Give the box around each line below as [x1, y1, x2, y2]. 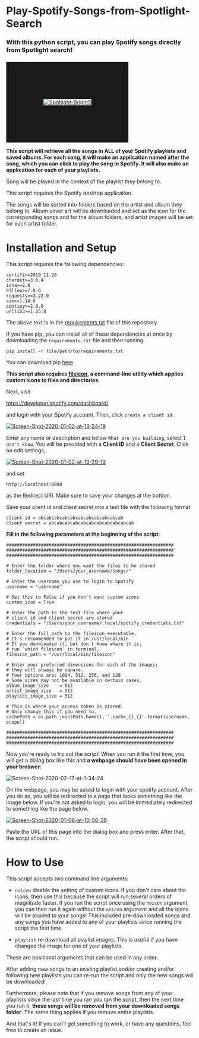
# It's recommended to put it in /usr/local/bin [6, 636, 129, 642]
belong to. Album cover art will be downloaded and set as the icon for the [6, 207, 186, 215]
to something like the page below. [6, 805, 89, 812]
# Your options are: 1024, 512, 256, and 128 [6, 673, 121, 679]
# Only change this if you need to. [6, 709, 97, 715]
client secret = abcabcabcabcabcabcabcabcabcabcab [6, 520, 134, 526]
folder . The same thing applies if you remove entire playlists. [6, 1009, 154, 1016]
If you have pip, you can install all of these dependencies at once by [6, 330, 173, 337]
